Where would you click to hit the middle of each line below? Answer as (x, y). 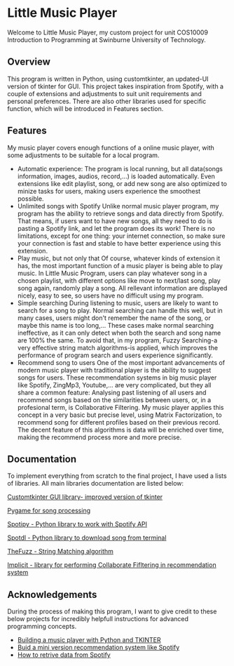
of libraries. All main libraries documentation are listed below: (96, 484)
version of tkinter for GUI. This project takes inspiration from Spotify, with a (116, 86)
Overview (29, 62)
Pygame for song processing (49, 511)
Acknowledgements (52, 594)
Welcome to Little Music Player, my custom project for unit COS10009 (108, 32)
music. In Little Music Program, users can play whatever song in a (112, 273)
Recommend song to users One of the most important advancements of (121, 362)
